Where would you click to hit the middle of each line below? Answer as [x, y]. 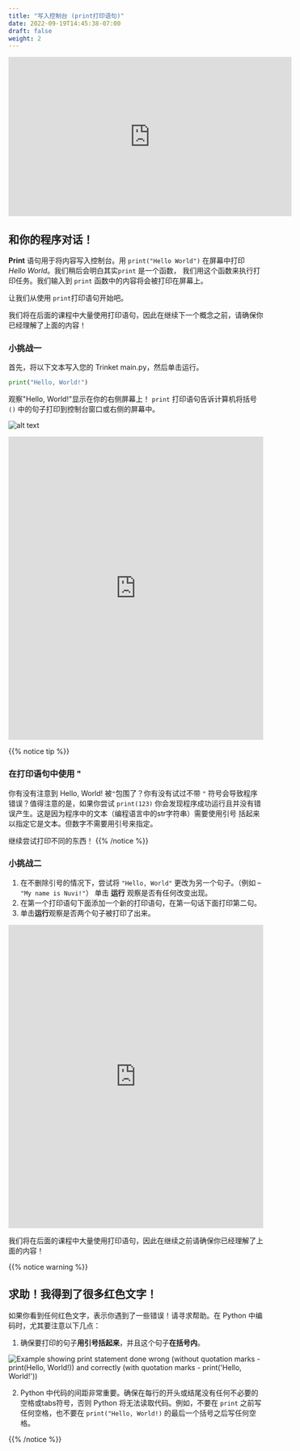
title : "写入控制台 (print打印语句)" [66, 16]
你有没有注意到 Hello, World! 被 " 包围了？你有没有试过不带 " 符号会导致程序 [133, 793]
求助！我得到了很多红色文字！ [83, 1294]
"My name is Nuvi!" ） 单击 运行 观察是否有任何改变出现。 [116, 893]
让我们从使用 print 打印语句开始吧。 [68, 298]
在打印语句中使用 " [45, 774]
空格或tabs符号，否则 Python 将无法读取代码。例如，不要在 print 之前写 [141, 1402]
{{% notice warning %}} [49, 1267]
